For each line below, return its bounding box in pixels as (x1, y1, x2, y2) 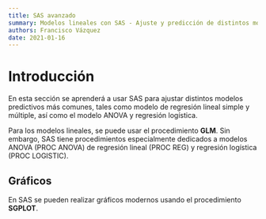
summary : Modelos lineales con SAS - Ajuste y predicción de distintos (8, 19, 249, 27)
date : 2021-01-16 (8, 33, 66, 42)
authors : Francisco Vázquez (8, 26, 101, 34)
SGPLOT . (8, 203, 38, 213)
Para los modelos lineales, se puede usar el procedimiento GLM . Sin (8, 126, 231, 135)
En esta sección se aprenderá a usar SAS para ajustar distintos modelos (8, 94, 244, 104)
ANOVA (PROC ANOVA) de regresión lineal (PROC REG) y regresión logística (8, 143, 257, 153)
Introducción (8, 68, 95, 85)
